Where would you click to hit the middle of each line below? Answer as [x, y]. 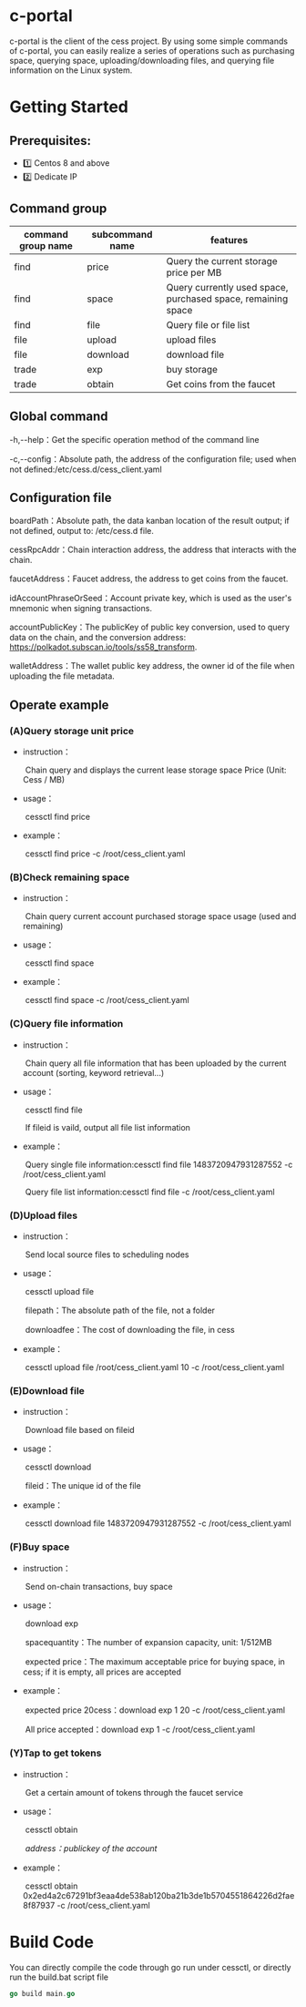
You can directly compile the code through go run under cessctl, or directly [150, 1967]
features [229, 240]
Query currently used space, [227, 287]
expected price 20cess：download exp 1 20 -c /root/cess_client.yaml [155, 1710]
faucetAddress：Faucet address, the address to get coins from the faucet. [149, 579]
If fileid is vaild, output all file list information [108, 1127]
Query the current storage [222, 261]
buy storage [192, 369]
